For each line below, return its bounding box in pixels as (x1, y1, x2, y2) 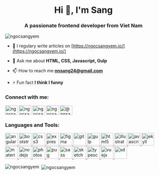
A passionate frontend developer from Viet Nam (24, 22, 143, 29)
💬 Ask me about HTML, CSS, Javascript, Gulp (12, 58, 107, 64)
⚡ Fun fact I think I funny (12, 79, 64, 86)
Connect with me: (5, 94, 49, 101)
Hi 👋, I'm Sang (54, 4, 113, 16)
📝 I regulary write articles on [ (12, 43, 73, 49)
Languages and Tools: (5, 121, 60, 128)
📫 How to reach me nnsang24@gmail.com (12, 68, 103, 74)
